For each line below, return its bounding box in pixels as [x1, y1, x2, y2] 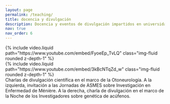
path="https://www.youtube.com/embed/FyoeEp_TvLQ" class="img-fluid [5, 50, 158, 56]
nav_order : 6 [5, 31, 33, 36]
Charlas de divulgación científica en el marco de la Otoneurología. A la [5, 77, 152, 83]
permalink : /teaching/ [5, 12, 53, 17]
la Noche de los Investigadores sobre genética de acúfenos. [5, 93, 131, 99]
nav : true [5, 26, 26, 31]
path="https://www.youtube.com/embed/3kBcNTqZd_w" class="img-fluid [5, 66, 160, 72]
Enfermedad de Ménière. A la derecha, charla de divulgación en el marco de [5, 88, 164, 93]
